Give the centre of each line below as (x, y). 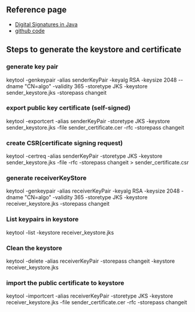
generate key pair (32, 67)
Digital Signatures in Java (46, 24)
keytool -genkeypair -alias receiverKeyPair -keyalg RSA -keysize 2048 (93, 191)
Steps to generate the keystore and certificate (94, 49)
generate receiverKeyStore (46, 178)
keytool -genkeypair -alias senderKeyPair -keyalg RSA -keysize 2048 (92, 80)
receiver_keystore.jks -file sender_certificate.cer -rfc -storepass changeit (97, 302)
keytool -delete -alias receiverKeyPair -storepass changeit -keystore (91, 261)
